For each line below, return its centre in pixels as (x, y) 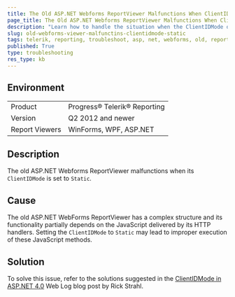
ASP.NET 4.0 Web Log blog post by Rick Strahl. (75, 286)
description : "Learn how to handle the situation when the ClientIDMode (115, 27)
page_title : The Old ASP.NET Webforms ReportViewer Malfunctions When (112, 20)
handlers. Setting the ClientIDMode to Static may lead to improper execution (117, 233)
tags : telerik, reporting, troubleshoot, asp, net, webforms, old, (108, 40)
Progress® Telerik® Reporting (117, 106)
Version (23, 118)
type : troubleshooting (40, 53)
